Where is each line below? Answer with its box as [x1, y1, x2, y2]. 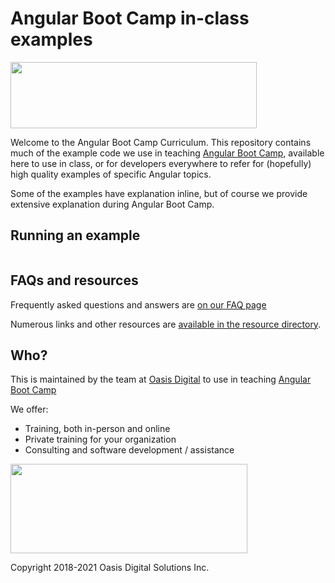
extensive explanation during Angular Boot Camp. [10, 198, 215, 210]
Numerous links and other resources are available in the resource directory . [10, 318, 322, 330]
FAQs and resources [10, 272, 139, 289]
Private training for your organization [24, 433, 177, 446]
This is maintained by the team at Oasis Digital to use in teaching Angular [10, 373, 312, 386]
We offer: [10, 403, 49, 416]
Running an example [10, 227, 141, 244]
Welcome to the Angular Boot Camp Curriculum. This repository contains [10, 136, 312, 148]
